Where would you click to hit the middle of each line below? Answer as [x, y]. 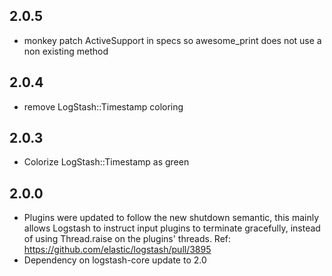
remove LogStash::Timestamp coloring [103, 106]
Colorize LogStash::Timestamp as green [106, 162]
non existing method [66, 51]
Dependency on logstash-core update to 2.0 [115, 260]
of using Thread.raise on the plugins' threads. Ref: [127, 239]
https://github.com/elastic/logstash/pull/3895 [117, 250]
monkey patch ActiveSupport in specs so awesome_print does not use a [172, 40]
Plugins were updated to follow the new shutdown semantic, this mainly [171, 218]
